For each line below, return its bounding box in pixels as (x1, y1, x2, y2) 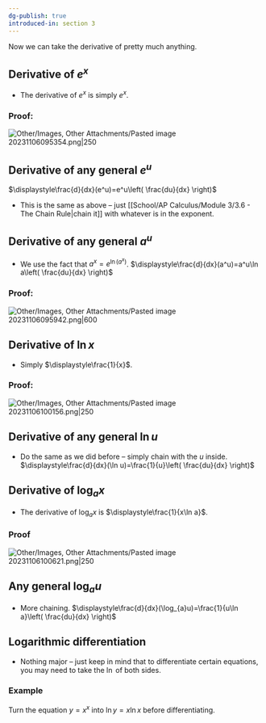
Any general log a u (8, 579, 102, 595)
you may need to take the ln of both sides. (19, 665, 161, 675)
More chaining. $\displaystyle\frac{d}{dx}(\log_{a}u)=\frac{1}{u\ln (19, 603, 239, 612)
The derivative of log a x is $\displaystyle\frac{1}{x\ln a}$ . (19, 507, 208, 519)
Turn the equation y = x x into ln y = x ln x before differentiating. (8, 704, 215, 715)
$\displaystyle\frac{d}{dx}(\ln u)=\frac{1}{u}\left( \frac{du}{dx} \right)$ (19, 460, 256, 469)
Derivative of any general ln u (8, 430, 159, 444)
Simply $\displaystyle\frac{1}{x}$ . (19, 359, 133, 369)
